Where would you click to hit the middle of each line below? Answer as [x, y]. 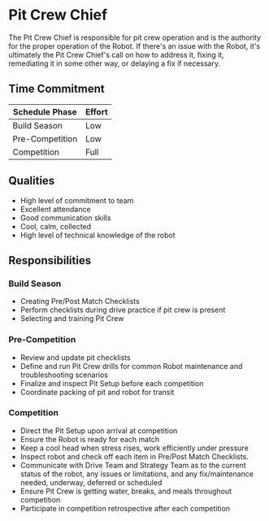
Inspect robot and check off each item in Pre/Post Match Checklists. [134, 456]
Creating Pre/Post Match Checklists [80, 302]
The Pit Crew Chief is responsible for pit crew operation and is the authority [135, 37]
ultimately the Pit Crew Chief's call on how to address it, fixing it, [117, 54]
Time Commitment [56, 89]
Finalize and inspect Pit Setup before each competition [112, 383]
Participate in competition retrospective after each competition [125, 508]
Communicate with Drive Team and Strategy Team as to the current [133, 465]
